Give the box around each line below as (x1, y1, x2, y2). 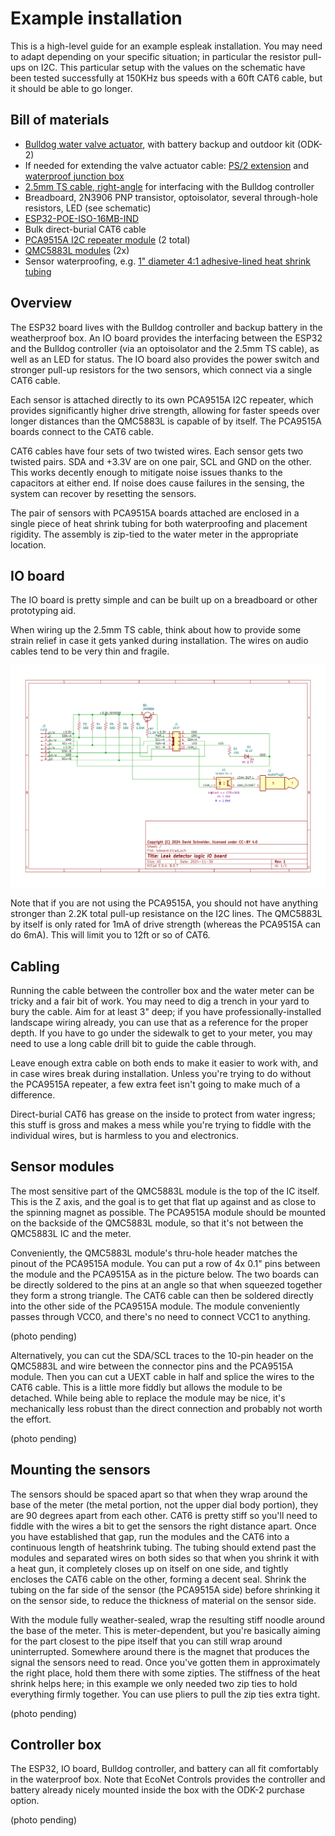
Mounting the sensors (10, 1462, 151, 1479)
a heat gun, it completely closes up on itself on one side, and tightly (10, 1562, 289, 1574)
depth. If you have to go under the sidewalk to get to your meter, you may (10, 1027, 313, 1039)
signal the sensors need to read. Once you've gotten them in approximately (10, 1656, 321, 1668)
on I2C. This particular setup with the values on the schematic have (28, 61, 306, 73)
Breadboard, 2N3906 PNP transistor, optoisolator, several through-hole (24, 191, 318, 203)
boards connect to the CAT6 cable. (10, 425, 155, 437)
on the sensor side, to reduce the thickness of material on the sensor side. (10, 1594, 317, 1606)
